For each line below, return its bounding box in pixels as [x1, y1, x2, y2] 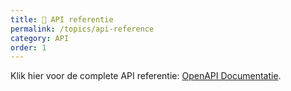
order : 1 [10, 42, 47, 53]
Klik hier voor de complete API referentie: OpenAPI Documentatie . [10, 70, 282, 82]
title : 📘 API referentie [10, 14, 114, 25]
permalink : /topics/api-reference [10, 24, 155, 34]
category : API [10, 33, 70, 43]
